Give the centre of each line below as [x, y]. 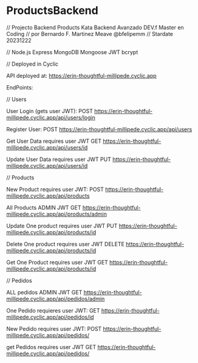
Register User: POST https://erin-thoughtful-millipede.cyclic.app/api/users [99, 129]
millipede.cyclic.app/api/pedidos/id [50, 317]
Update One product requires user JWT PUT [62, 226]
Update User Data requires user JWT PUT [59, 159]
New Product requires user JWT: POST [55, 189]
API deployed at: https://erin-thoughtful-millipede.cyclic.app [81, 75]
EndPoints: [20, 87]
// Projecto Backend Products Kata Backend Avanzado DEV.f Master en [95, 27]
